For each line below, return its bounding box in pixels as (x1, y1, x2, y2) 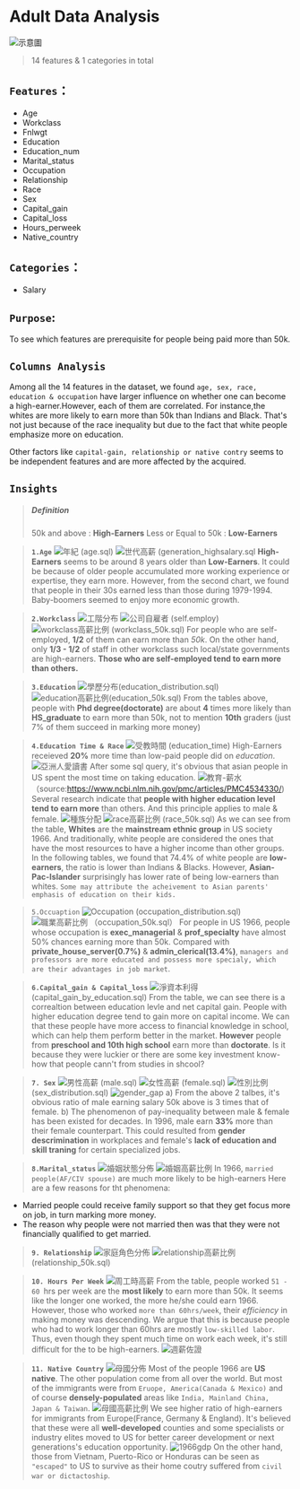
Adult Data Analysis (9, 6, 160, 27)
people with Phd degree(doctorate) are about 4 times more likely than (30, 702, 292, 713)
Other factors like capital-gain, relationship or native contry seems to (9, 447, 284, 457)
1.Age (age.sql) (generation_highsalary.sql (30, 545, 256, 557)
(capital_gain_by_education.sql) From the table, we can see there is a (30, 991, 286, 1002)
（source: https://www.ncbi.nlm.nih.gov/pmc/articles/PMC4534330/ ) (30, 783, 285, 794)
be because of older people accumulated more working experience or (30, 565, 290, 576)
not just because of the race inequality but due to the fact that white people (9, 420, 288, 431)
